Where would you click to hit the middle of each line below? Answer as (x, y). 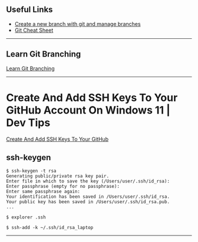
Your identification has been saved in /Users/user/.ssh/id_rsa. (88, 197)
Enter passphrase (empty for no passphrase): (63, 187)
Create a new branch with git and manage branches (77, 24)
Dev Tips (28, 122)
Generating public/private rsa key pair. (58, 176)
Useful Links (29, 10)
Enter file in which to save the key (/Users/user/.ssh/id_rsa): (88, 181)
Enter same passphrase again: (43, 192)
